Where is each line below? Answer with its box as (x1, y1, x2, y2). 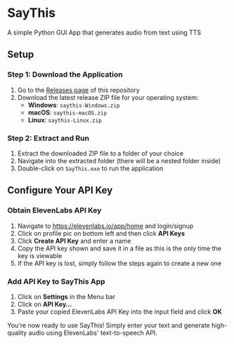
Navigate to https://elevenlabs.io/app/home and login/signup (17, 222, 194, 230)
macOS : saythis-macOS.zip (27, 108, 108, 117)
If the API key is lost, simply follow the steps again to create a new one (17, 259, 222, 267)
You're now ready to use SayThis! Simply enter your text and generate (7, 321, 211, 329)
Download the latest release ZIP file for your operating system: (17, 93, 199, 101)
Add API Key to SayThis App (7, 276, 105, 286)
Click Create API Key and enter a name (17, 236, 131, 245)
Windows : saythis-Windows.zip (27, 101, 120, 109)
